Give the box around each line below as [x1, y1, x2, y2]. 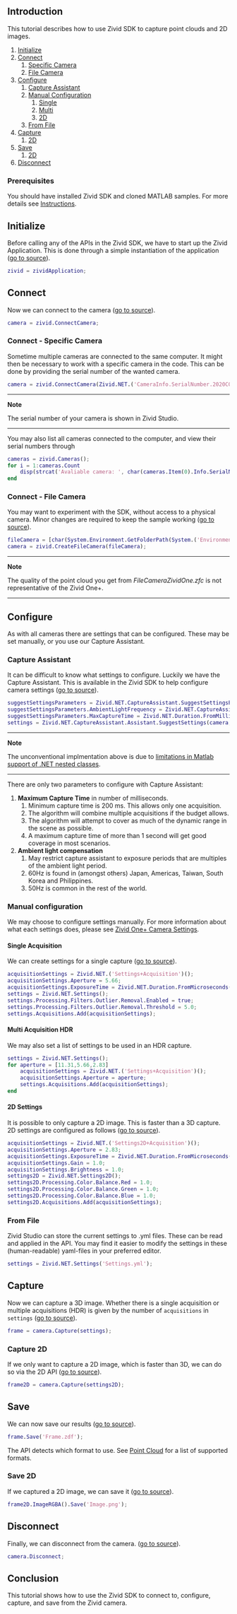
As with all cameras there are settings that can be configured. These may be [7, 630, 229, 638]
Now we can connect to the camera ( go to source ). [7, 305, 156, 314]
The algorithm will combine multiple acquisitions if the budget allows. [28, 808, 229, 817]
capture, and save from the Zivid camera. [7, 1598, 128, 1607]
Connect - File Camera [7, 492, 86, 502]
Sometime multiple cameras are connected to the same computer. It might [7, 352, 223, 360]
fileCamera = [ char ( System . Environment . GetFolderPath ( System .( [7, 536, 197, 543]
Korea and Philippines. [28, 876, 94, 885]
